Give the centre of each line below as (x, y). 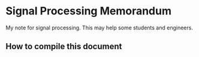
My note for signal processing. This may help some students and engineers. (99, 28)
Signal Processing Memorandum (89, 11)
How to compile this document (64, 46)
